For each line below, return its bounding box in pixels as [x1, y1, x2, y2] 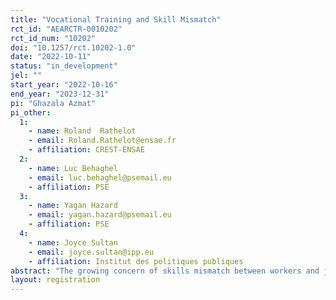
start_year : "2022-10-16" [10, 80, 118, 90]
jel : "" [10, 71, 43, 81]
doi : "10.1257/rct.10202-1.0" [10, 42, 137, 53]
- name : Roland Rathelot [28, 126, 137, 136]
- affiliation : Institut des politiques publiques [28, 256, 244, 266]
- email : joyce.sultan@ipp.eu [28, 247, 155, 257]
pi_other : [10, 107, 52, 118]
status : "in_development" [10, 61, 118, 71]
